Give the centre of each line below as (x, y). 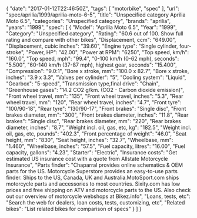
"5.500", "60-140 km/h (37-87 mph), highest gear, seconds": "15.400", (92, 65)
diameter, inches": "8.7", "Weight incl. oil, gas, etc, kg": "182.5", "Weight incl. (99, 127)
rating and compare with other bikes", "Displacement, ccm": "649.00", (91, 40)
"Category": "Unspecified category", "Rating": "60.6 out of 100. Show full (95, 34)
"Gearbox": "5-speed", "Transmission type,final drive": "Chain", (83, 84)
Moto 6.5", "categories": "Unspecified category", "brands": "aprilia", (89, 21)
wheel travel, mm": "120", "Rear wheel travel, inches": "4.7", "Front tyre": (94, 102)
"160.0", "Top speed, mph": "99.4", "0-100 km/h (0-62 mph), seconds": (93, 59)
